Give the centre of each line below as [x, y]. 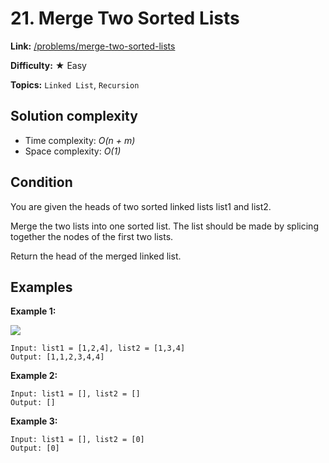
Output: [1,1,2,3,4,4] [57, 357]
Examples [41, 287]
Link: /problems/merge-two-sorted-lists [93, 46]
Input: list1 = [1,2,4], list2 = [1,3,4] [98, 348]
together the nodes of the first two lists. [92, 236]
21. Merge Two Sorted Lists [125, 18]
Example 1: [33, 311]
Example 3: [34, 421]
